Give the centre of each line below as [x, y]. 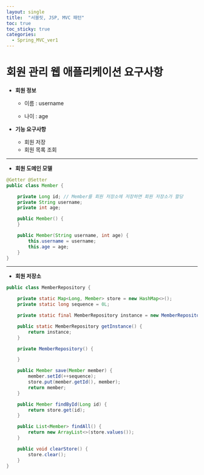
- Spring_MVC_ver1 [35, 40]
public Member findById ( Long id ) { [62, 404]
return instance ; [50, 332]
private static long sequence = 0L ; [64, 304]
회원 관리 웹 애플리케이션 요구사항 [85, 72]
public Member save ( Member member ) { [65, 371]
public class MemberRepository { [49, 288]
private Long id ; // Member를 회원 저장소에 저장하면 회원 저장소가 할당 [100, 196]
